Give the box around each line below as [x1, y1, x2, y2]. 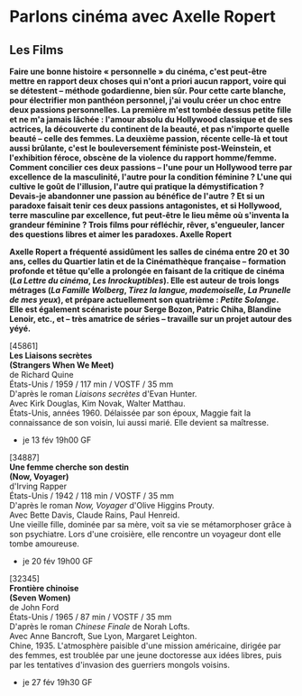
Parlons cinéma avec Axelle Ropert [9, 6, 277, 27]
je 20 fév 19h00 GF [22, 556, 94, 566]
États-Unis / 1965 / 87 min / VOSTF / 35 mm [9, 611, 172, 622]
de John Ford [9, 602, 59, 612]
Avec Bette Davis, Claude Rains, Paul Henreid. [9, 509, 180, 520]
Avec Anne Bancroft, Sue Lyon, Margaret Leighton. [9, 631, 197, 641]
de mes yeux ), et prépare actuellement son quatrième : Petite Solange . [9, 295, 279, 305]
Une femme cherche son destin [9, 462, 129, 472]
